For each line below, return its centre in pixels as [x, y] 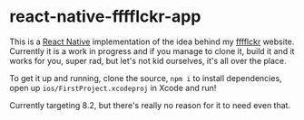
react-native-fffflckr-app [105, 17]
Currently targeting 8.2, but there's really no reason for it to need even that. [150, 105]
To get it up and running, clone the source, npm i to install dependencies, [146, 78]
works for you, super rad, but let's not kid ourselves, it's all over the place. [148, 60]
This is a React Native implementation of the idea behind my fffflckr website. [152, 42]
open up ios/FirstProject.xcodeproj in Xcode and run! [113, 88]
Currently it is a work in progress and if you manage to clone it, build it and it [152, 51]
